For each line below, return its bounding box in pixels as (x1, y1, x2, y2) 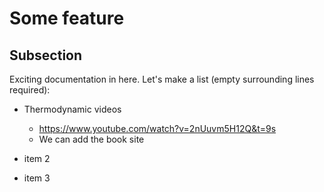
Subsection (9, 47, 83, 64)
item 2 (23, 153, 51, 164)
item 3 (23, 172, 51, 184)
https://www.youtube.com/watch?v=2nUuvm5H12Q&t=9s (38, 123, 277, 134)
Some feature (9, 7, 125, 30)
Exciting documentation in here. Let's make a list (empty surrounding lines (9, 73, 315, 85)
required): (9, 84, 51, 96)
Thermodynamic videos (23, 103, 122, 115)
